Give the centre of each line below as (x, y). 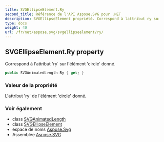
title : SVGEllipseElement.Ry (35, 10)
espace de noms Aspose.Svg (41, 129)
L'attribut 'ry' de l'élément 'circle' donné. (46, 96)
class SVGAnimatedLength (39, 119)
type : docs (16, 23)
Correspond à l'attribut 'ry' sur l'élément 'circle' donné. (60, 63)
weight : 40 (16, 28)
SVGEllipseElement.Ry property (54, 52)
